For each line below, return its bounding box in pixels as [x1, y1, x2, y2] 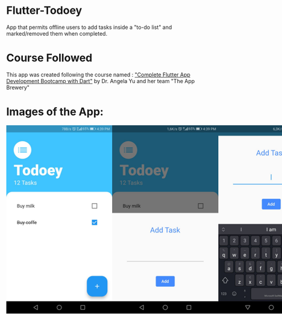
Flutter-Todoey [6, 4, 83, 17]
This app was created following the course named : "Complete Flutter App [6, 71, 191, 78]
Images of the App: [6, 105, 104, 119]
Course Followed [6, 51, 93, 65]
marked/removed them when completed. [6, 30, 107, 37]
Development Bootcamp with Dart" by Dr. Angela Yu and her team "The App [6, 77, 195, 84]
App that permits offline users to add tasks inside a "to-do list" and [6, 24, 172, 31]
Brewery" [6, 84, 30, 91]
